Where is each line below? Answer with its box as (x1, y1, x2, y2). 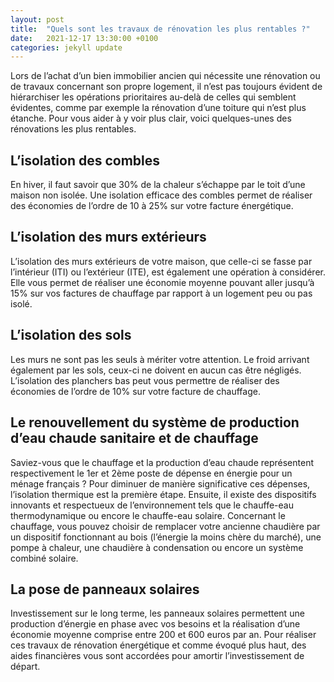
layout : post (10, 14, 65, 25)
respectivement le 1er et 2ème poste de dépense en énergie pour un (10, 467, 293, 479)
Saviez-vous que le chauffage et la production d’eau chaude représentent (10, 456, 314, 468)
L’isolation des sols (10, 327, 132, 344)
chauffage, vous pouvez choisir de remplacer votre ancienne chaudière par (10, 520, 321, 532)
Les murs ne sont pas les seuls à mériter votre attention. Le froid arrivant (10, 353, 310, 365)
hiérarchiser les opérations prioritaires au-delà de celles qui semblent (10, 91, 297, 103)
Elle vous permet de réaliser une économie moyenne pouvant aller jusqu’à (10, 276, 315, 288)
